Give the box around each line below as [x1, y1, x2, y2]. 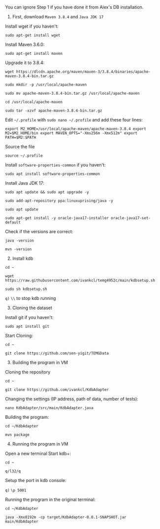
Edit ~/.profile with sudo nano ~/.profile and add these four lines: [5, 117, 143, 122]
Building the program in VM [12, 360, 68, 365]
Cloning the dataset [12, 305, 53, 311]
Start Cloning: [5, 333, 33, 338]
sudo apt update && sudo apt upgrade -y [5, 190, 90, 195]
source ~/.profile [5, 153, 43, 158]
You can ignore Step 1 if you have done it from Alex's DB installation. [5, 4, 144, 10]
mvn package [5, 432, 30, 437]
